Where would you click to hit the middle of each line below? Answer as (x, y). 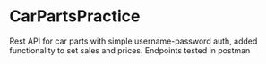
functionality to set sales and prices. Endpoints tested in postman (130, 50)
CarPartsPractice (75, 16)
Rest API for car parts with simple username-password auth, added (133, 41)
